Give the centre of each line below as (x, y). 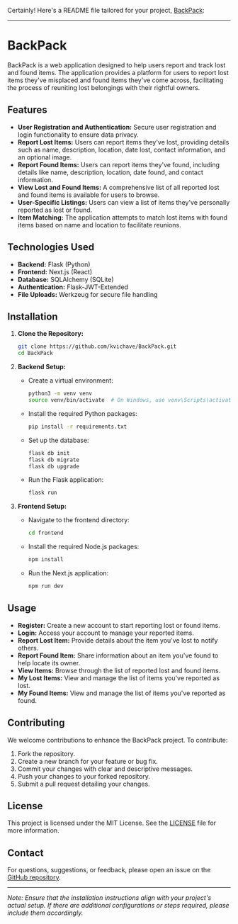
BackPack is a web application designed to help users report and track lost (117, 65)
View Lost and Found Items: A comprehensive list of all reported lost (118, 187)
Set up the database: (59, 440)
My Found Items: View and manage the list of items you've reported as (121, 693)
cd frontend (46, 533)
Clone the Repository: (50, 334)
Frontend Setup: (42, 507)
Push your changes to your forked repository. (84, 776)
